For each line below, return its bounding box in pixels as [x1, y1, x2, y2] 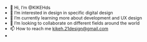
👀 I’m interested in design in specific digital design [9, 10, 113, 16]
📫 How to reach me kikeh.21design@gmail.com [9, 26, 109, 31]
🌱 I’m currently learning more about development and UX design [9, 15, 142, 21]
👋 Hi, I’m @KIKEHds [9, 5, 51, 10]
